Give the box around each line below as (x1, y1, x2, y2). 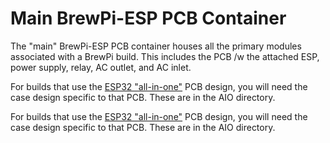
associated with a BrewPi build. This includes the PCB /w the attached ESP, (10, 50, 320, 62)
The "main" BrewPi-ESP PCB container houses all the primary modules (10, 40, 302, 52)
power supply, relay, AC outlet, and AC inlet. (10, 61, 192, 73)
